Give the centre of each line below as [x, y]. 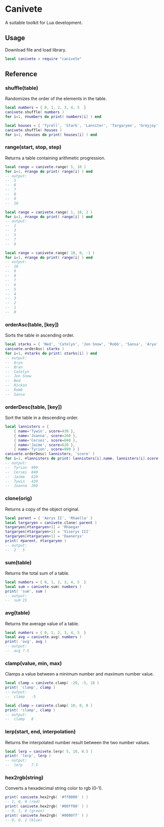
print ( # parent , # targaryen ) [36, 541]
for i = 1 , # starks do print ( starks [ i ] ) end [51, 354]
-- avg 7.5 [17, 651]
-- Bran [14, 367]
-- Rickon [16, 386]
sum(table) [18, 562]
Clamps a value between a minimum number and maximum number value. [80, 674]
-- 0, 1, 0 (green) [25, 811]
